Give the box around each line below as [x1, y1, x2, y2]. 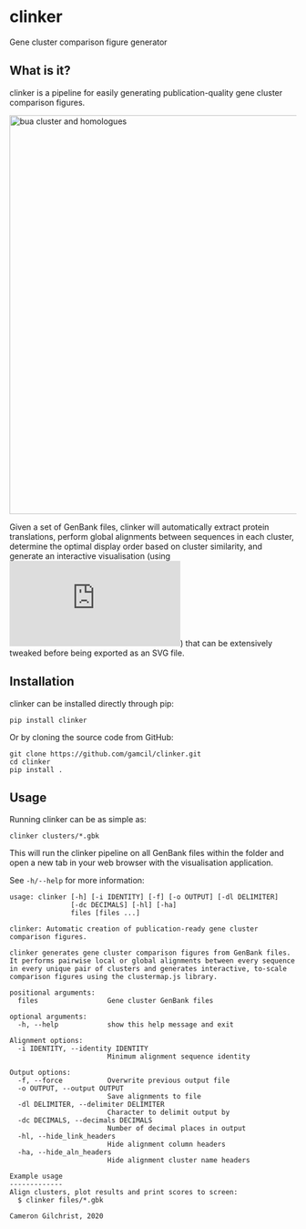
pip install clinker [9, 716, 88, 725]
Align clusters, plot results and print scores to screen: [9, 1188, 239, 1197]
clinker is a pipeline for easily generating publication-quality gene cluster [9, 87, 283, 98]
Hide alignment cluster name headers [107, 1156, 250, 1165]
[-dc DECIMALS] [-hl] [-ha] [70, 901, 178, 910]
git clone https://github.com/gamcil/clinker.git [9, 749, 202, 759]
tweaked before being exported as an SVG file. [9, 647, 185, 658]
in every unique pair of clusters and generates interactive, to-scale [9, 965, 287, 974]
